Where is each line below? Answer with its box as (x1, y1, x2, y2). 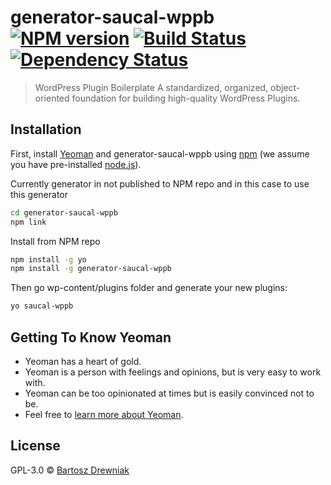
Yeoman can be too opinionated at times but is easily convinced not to (24, 387, 315, 399)
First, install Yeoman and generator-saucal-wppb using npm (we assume (10, 147, 310, 160)
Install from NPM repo (10, 235, 101, 247)
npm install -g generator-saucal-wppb (10, 264, 172, 274)
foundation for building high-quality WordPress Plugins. (71, 92, 301, 104)
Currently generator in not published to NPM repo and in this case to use (10, 177, 310, 190)
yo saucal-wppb (10, 301, 74, 311)
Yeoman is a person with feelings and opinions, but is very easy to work (24, 366, 322, 378)
